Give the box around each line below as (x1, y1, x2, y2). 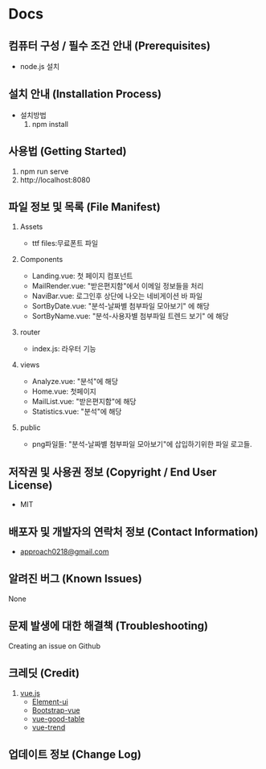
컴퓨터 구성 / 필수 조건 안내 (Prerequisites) (8, 39, 211, 52)
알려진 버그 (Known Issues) (8, 572, 142, 586)
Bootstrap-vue (31, 705, 80, 715)
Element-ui (31, 697, 68, 706)
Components (19, 255, 63, 264)
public (19, 423, 41, 432)
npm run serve (19, 166, 69, 176)
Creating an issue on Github (8, 640, 100, 651)
